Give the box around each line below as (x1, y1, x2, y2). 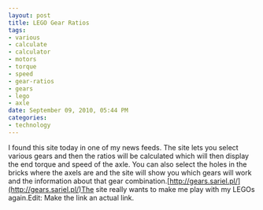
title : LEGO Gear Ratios (8, 19, 90, 27)
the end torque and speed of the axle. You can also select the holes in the (8, 159, 247, 169)
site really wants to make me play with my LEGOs (95, 184, 255, 193)
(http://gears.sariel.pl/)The (8, 184, 94, 193)
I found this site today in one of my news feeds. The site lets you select (8, 142, 239, 152)
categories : (8, 114, 47, 122)
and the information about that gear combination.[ (8, 176, 170, 186)
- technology (8, 121, 51, 129)
